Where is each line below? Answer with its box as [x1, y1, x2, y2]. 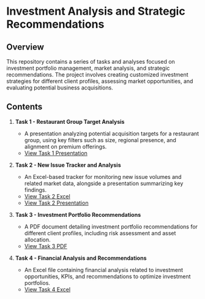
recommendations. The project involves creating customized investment [6, 71, 188, 78]
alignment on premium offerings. [24, 143, 107, 150]
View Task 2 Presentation [24, 199, 89, 206]
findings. [24, 186, 47, 194]
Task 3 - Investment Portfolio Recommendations [15, 211, 141, 218]
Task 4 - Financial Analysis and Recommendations [15, 254, 147, 262]
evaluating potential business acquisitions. [6, 84, 113, 91]
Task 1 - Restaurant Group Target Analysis [15, 118, 125, 125]
